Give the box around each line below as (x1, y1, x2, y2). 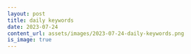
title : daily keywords (7, 17, 74, 24)
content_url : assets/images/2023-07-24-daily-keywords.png (7, 29, 185, 37)
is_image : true (7, 36, 52, 43)
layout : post (7, 10, 46, 18)
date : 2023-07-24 (7, 23, 58, 30)
